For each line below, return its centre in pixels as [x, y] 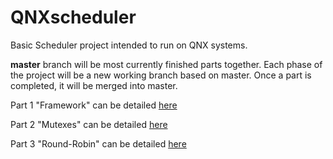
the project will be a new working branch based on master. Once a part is [161, 75]
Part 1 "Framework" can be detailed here [94, 105]
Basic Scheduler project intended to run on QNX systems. [129, 45]
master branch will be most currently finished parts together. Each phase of [166, 64]
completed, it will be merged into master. [94, 85]
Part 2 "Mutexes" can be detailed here [89, 124]
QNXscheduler [73, 17]
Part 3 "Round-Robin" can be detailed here [98, 143]
